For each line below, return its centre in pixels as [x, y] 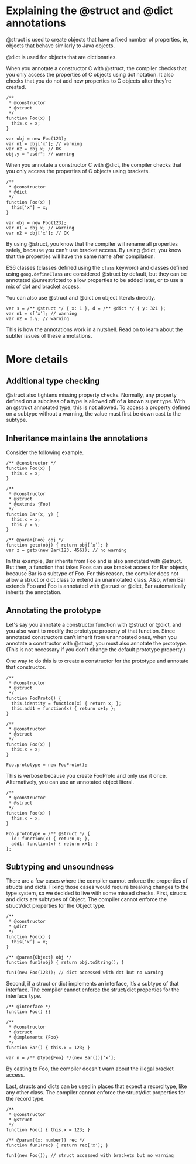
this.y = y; [26, 524]
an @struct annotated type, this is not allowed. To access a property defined [98, 407]
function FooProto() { [34, 698]
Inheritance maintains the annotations [77, 438]
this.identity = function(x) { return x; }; [66, 703]
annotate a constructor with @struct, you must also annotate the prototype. [97, 643]
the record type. [25, 1099]
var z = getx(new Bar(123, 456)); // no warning [66, 550]
